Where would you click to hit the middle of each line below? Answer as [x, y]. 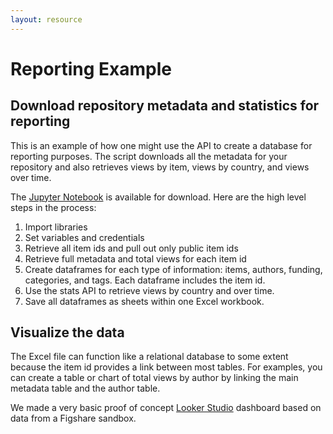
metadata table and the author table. [85, 388]
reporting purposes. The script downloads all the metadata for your [149, 156]
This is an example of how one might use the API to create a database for [161, 145]
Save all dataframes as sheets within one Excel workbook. [144, 301]
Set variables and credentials [84, 237]
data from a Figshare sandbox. [73, 418]
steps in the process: [53, 207]
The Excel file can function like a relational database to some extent [149, 357]
